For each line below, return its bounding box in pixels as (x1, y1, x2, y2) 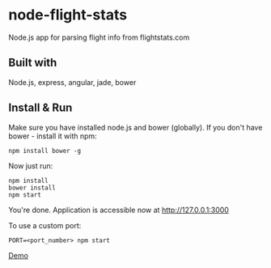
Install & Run (8, 101, 73, 115)
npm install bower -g (8, 147, 82, 155)
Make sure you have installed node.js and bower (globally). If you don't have (8, 122, 263, 132)
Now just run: (8, 160, 53, 171)
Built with (8, 56, 57, 70)
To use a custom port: (8, 220, 82, 230)
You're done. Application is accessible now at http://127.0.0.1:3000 (8, 205, 229, 215)
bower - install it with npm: (8, 131, 97, 141)
